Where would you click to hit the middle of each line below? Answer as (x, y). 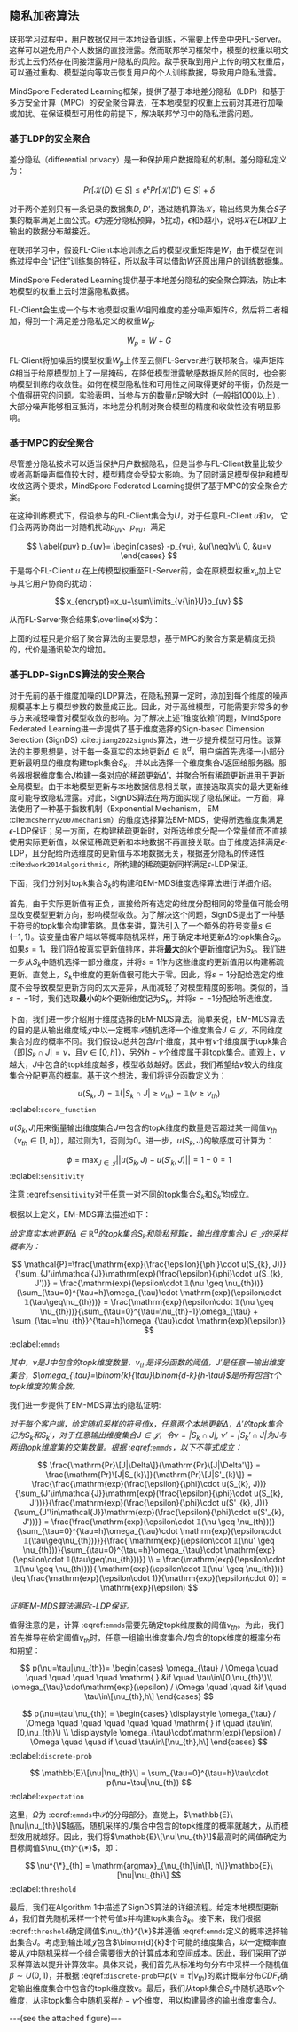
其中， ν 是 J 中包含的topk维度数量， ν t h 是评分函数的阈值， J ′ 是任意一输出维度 (147, 1363)
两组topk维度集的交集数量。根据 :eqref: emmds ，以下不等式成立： (125, 1447)
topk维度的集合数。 (45, 1386)
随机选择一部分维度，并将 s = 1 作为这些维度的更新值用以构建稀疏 (166, 962)
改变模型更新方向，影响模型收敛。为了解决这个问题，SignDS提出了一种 (147, 914)
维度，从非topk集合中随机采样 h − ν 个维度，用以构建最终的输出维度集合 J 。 (145, 2001)
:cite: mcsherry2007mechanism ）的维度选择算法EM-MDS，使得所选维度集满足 (146, 819)
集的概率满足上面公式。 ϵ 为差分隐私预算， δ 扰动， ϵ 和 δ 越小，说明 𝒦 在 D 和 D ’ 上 (148, 219)
